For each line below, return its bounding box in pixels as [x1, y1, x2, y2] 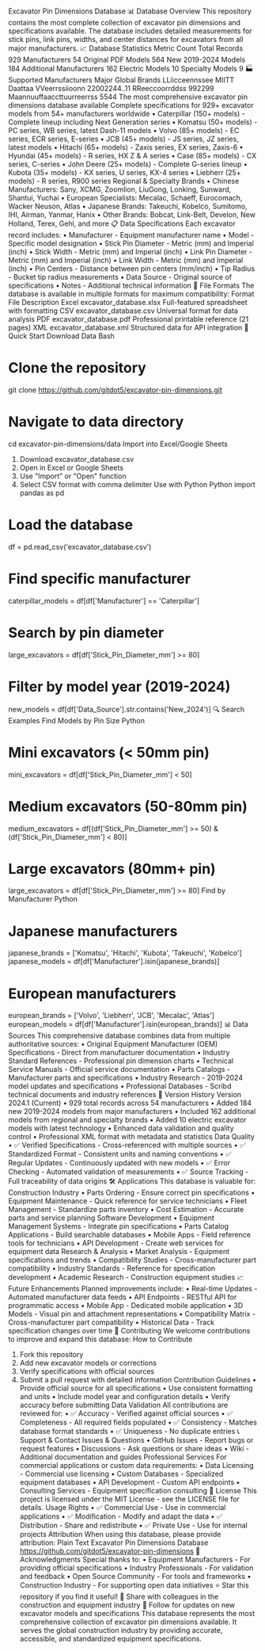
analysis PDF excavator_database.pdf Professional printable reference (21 [8, 315, 249, 323]
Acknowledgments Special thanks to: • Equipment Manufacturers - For [19, 1555, 251, 1565]
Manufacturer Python [8, 894, 78, 904]
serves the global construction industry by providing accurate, [19, 1626, 223, 1635]
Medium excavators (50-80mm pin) [8, 797, 248, 815]
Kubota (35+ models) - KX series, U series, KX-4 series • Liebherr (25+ [8, 168, 241, 177]
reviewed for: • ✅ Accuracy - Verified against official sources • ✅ [19, 1409, 233, 1418]
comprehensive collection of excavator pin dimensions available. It [19, 1617, 237, 1626]
